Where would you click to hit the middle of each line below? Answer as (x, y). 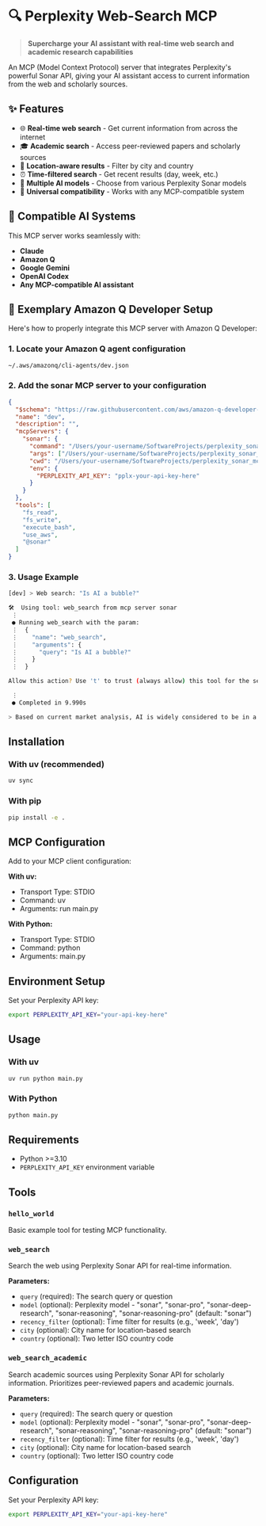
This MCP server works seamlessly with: (74, 235)
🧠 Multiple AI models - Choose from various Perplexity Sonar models (133, 183)
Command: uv (42, 900)
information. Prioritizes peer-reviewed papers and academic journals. (122, 1383)
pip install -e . (37, 818)
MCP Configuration (57, 842)
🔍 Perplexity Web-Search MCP (113, 16)
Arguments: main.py (52, 956)
